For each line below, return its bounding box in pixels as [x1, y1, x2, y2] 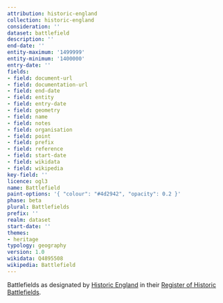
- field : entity [7, 94, 54, 101]
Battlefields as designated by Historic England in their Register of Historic [7, 280, 217, 288]
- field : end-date [7, 87, 60, 94]
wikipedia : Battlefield [7, 261, 76, 268]
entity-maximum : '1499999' [7, 49, 85, 56]
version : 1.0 [7, 249, 45, 256]
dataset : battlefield [7, 29, 70, 37]
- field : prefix [7, 139, 54, 146]
